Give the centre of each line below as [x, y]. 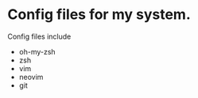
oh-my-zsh [37, 51]
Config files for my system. [99, 15]
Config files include [39, 36]
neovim [31, 77]
